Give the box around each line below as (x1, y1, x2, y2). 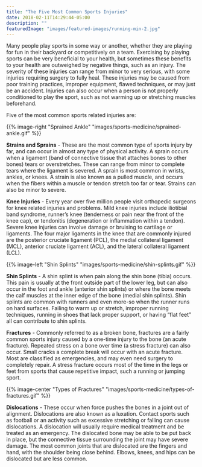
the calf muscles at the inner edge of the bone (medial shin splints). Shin (6, 292, 186, 299)
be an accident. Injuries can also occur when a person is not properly (6, 87, 178, 94)
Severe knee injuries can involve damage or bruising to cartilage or (6, 224, 173, 231)
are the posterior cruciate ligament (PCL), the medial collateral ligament (6, 237, 184, 244)
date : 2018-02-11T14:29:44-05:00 (6, 14, 90, 21)
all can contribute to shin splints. (6, 317, 87, 325)
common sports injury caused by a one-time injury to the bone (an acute (6, 335, 187, 343)
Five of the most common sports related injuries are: (6, 112, 136, 119)
